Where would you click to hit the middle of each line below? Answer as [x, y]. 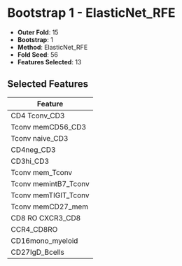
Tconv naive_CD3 [40, 138]
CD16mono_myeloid [44, 241]
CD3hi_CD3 [30, 161]
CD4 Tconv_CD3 [38, 115]
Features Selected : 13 [49, 62]
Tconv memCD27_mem [50, 206]
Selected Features [48, 84]
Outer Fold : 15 [38, 32]
